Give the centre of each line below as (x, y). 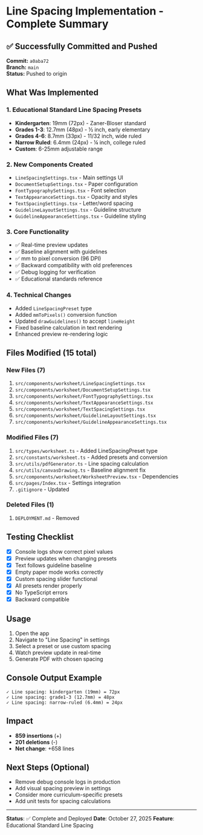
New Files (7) (26, 370)
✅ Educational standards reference (59, 279)
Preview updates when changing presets (66, 558)
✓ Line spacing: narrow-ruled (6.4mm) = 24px (64, 703)
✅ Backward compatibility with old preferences (74, 265)
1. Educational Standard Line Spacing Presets (74, 110)
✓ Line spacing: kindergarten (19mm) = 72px (63, 692)
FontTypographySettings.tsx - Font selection (70, 190)
